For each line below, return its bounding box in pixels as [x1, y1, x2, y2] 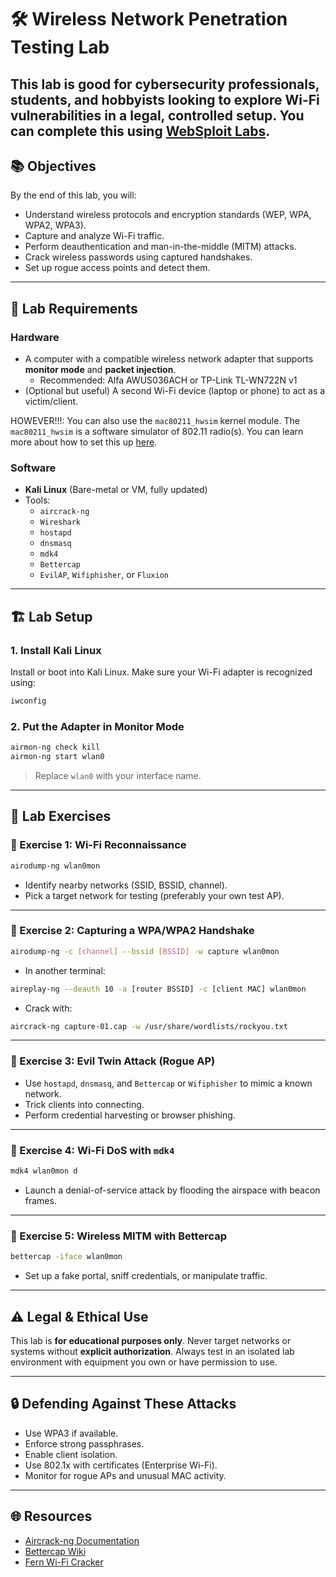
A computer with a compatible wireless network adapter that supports [24, 353, 314, 365]
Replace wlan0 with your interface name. [34, 769, 202, 781]
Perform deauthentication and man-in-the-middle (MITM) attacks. [24, 241, 297, 253]
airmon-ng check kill [10, 742, 101, 753]
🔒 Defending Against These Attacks [10, 1396, 237, 1413]
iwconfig [10, 696, 47, 706]
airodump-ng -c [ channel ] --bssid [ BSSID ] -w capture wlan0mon [10, 946, 280, 956]
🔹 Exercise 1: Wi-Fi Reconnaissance [10, 838, 187, 852]
